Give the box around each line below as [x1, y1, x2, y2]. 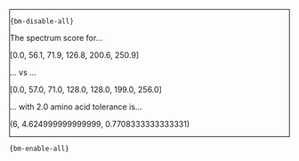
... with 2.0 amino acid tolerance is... [10, 101, 142, 112]
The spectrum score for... [10, 33, 103, 43]
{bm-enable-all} [9, 144, 69, 153]
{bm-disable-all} [10, 17, 74, 26]
